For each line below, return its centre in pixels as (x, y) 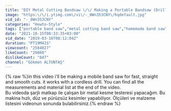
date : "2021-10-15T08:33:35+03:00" (43, 34)
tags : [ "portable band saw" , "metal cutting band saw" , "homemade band (81, 29)
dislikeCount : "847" (27, 57)
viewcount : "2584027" (28, 48)
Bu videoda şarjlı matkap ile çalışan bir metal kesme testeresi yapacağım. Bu (85, 93)
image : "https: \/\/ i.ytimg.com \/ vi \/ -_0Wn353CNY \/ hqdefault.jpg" (76, 15)
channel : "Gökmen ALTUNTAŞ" (35, 62)
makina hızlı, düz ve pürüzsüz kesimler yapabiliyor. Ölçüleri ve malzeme (80, 98)
